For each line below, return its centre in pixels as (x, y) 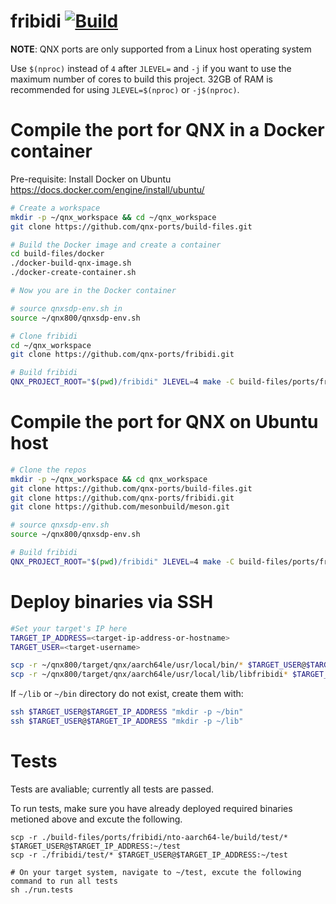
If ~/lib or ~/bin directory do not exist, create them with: (127, 694)
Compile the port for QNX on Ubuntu (164, 422)
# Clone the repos (48, 470)
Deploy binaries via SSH (112, 602)
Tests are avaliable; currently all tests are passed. (112, 789)
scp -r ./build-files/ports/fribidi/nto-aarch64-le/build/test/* (149, 837)
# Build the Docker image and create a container (116, 245)
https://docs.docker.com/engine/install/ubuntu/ (107, 189)
